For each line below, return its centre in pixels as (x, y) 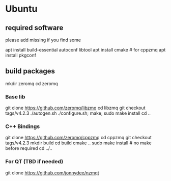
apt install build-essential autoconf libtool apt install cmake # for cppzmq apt (85, 50)
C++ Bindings (23, 126)
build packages (30, 71)
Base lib (15, 96)
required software (34, 28)
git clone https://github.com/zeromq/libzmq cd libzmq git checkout (75, 108)
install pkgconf (21, 55)
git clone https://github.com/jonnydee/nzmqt (52, 173)
